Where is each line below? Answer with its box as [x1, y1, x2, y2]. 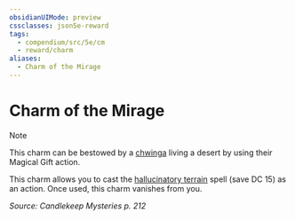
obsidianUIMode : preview [9, 12, 101, 22]
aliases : [9, 54, 42, 63]
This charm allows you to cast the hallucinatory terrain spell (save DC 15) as [9, 174, 287, 185]
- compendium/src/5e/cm [17, 37, 105, 47]
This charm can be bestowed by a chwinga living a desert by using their [9, 147, 273, 158]
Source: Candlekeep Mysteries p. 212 [9, 200, 147, 211]
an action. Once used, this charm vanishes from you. [9, 183, 203, 193]
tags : [9, 29, 29, 38]
